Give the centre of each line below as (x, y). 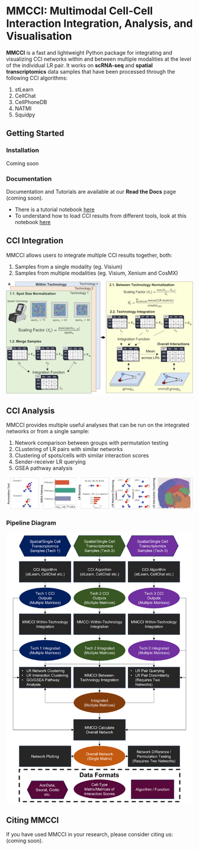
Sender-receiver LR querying (50, 462)
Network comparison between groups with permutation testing (92, 443)
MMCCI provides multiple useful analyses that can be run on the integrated (98, 425)
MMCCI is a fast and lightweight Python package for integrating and (89, 52)
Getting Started (35, 133)
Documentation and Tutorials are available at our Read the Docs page (91, 191)
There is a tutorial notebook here (54, 209)
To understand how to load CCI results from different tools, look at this (100, 216)
